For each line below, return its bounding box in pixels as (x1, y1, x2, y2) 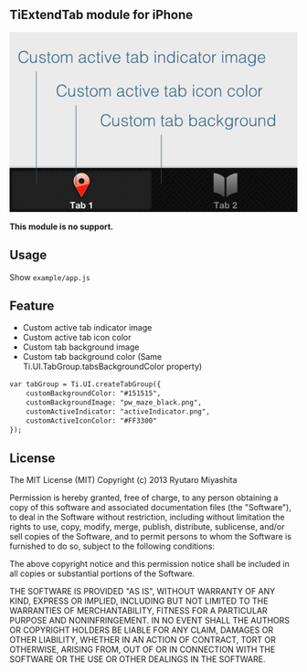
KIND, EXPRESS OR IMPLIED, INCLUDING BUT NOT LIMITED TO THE (9, 595, 269, 606)
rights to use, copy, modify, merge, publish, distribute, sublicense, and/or (9, 521, 285, 532)
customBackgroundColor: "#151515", (26, 389, 162, 398)
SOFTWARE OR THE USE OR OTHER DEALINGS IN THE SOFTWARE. (9, 654, 266, 665)
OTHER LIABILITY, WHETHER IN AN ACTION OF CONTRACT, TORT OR (9, 635, 276, 646)
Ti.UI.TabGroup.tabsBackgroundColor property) (22, 361, 203, 373)
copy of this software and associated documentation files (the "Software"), (9, 502, 292, 513)
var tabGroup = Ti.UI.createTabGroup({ (9, 380, 162, 389)
